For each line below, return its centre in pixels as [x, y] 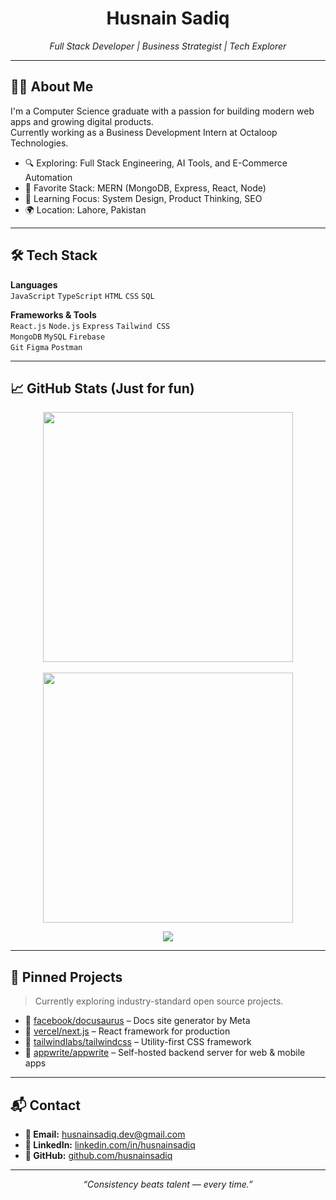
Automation [48, 177]
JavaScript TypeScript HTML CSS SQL [82, 296]
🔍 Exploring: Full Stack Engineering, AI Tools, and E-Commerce [156, 163]
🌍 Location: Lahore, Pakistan [85, 209]
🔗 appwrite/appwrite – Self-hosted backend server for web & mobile [165, 1053]
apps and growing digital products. [82, 121]
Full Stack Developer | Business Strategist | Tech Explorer [168, 46]
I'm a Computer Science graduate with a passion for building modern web [162, 111]
